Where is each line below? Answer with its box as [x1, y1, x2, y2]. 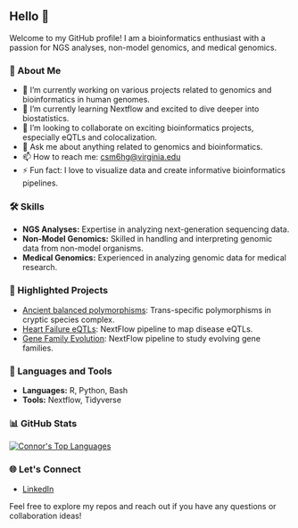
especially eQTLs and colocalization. [21, 132, 158, 143]
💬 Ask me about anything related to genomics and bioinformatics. [21, 142, 263, 153]
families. [21, 342, 54, 353]
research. [21, 262, 58, 273]
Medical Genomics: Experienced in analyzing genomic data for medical [21, 252, 287, 263]
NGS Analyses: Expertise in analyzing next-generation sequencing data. [21, 224, 290, 235]
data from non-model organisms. [21, 243, 145, 254]
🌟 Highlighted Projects [9, 285, 109, 297]
